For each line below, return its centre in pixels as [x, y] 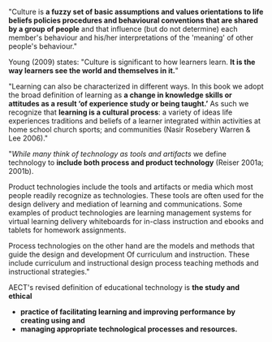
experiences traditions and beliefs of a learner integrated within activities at [135, 121]
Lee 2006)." [28, 138]
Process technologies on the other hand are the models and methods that [132, 246]
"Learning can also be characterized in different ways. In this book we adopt [136, 86]
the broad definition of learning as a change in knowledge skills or [121, 95]
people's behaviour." [43, 46]
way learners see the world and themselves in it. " [93, 71]
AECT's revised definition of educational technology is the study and [124, 287]
